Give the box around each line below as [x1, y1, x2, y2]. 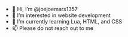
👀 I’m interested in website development [11, 12, 111, 19]
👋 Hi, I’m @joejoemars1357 [11, 6, 78, 12]
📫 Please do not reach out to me [11, 25, 94, 32]
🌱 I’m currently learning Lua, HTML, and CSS [11, 18, 123, 25]
